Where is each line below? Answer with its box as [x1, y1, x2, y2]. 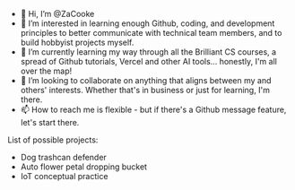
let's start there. [20, 117, 80, 127]
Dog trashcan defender [20, 152, 108, 162]
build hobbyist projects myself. [20, 37, 134, 47]
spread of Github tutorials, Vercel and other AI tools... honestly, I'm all [20, 56, 278, 66]
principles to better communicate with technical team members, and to [20, 28, 282, 38]
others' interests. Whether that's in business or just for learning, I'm [20, 85, 270, 95]
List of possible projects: [7, 134, 99, 145]
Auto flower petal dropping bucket [20, 161, 148, 172]
